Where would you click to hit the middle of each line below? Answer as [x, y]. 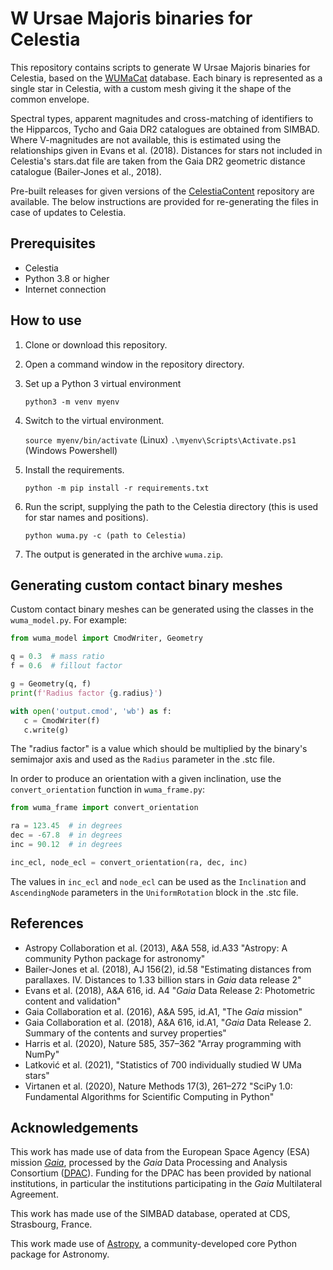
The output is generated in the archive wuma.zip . [124, 554]
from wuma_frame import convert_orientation [104, 808]
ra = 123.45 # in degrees [66, 826]
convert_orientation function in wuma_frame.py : [107, 789]
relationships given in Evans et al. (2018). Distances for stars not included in [166, 150]
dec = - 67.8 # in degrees [66, 835]
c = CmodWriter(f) [62, 720]
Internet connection [65, 289]
